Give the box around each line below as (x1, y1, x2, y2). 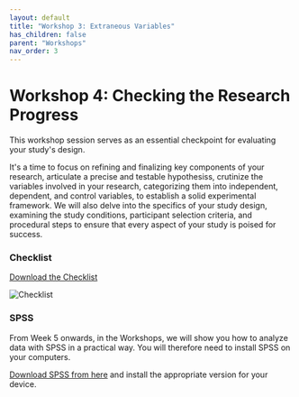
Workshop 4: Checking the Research (9, 86, 291, 106)
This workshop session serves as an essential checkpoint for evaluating (9, 134, 276, 145)
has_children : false (9, 30, 87, 39)
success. (9, 229, 43, 240)
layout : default (9, 13, 70, 23)
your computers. (9, 351, 71, 362)
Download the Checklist (9, 272, 98, 282)
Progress (9, 105, 79, 125)
